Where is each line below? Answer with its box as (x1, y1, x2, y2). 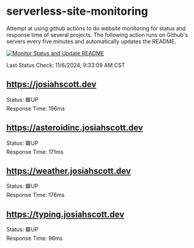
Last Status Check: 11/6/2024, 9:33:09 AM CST (6, 61, 125, 69)
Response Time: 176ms (6, 192, 65, 199)
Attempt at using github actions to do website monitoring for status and (6, 25, 186, 32)
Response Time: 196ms (6, 104, 65, 112)
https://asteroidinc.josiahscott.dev (6, 123, 143, 133)
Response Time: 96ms (6, 234, 63, 242)
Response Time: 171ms (6, 148, 64, 155)
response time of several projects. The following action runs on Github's (6, 31, 188, 38)
